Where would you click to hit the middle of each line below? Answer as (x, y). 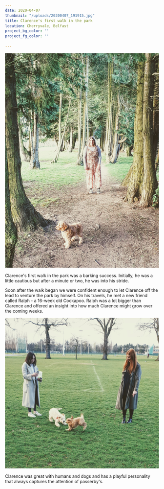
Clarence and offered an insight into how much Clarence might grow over (79, 306)
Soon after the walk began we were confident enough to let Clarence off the (82, 290)
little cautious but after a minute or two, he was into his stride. (67, 281)
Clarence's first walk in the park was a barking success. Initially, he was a (79, 276)
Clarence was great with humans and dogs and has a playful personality (78, 476)
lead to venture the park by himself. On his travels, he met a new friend (76, 296)
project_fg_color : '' (27, 36)
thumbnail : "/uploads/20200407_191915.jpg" (50, 15)
